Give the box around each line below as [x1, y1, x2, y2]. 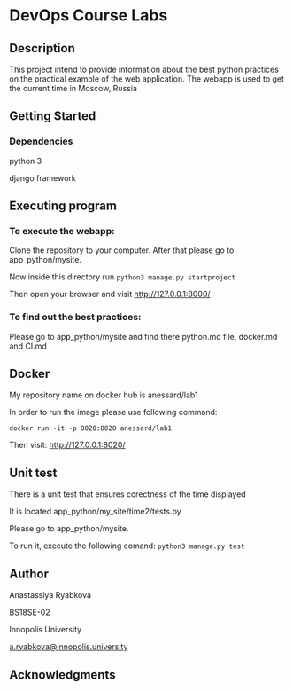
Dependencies [9, 135, 73, 147]
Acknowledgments [9, 667, 117, 682]
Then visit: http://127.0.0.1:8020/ [9, 440, 126, 451]
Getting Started [9, 108, 96, 124]
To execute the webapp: [9, 225, 115, 237]
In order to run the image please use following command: [9, 407, 218, 418]
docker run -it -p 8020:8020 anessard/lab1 [9, 424, 173, 433]
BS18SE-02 [9, 607, 50, 617]
